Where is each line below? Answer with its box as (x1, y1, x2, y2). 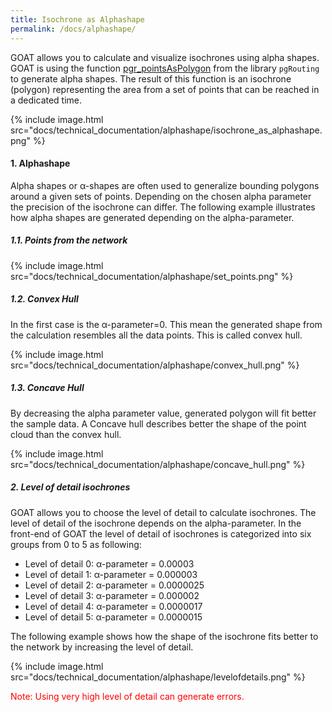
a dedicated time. (10, 94, 83, 106)
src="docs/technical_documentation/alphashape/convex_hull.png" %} (10, 359, 300, 371)
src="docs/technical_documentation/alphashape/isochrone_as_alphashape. (10, 124, 323, 136)
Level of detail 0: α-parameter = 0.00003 (24, 557, 195, 570)
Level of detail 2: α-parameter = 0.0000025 (24, 579, 205, 591)
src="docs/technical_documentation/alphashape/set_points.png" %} (10, 270, 294, 282)
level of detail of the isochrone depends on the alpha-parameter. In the (10, 517, 302, 529)
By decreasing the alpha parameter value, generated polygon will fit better (10, 407, 317, 419)
